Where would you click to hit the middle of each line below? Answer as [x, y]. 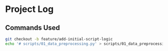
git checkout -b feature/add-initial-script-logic [59, 39]
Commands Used [32, 28]
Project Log [29, 9]
